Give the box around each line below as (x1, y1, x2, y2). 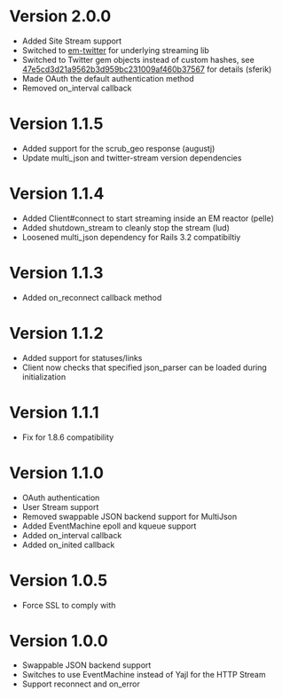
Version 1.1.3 (9, 263, 104, 283)
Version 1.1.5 (9, 114, 104, 134)
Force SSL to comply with (21, 600, 116, 610)
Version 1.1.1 (9, 402, 99, 422)
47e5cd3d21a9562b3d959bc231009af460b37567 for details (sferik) (21, 64, 272, 75)
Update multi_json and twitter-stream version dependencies (21, 153, 242, 163)
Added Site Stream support (21, 35, 122, 46)
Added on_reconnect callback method (21, 292, 162, 302)
